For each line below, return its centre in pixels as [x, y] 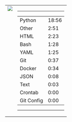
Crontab [29, 92]
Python [28, 20]
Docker [28, 68]
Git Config [31, 101]
